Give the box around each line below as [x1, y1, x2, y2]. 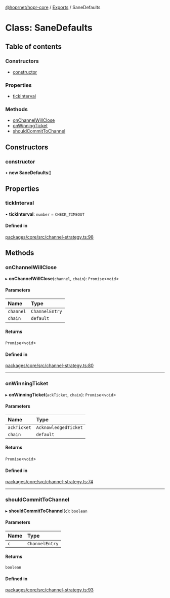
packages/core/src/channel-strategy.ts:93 [5, 587, 94, 593]
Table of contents [5, 42, 62, 51]
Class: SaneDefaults [5, 22, 93, 34]
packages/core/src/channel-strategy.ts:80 [5, 362, 94, 369]
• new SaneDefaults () [5, 170, 52, 176]
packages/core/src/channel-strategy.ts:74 [5, 479, 94, 485]
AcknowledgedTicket [36, 424, 83, 430]
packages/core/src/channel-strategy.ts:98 [5, 234, 94, 240]
